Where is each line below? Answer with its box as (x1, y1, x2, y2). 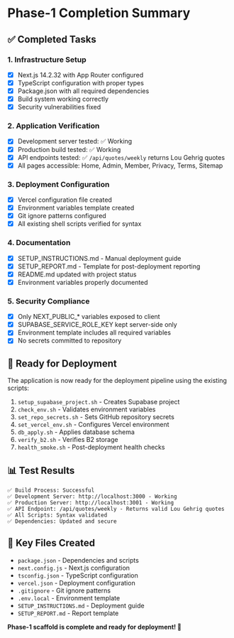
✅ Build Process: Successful (7, 487, 95, 494)
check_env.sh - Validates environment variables (17, 405, 156, 413)
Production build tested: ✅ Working (17, 145, 121, 153)
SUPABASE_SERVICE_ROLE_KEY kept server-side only (17, 320, 177, 329)
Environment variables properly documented (17, 278, 148, 286)
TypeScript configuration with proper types (17, 78, 144, 87)
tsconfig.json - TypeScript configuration (17, 571, 138, 580)
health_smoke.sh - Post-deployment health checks (17, 443, 165, 452)
